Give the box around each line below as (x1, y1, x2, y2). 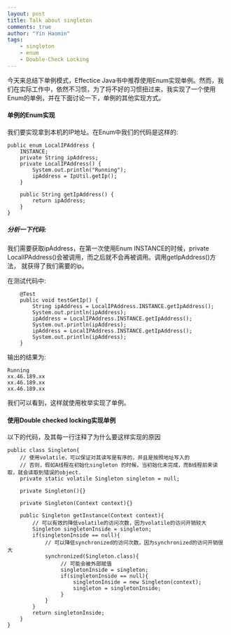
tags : (7, 36, 23, 44)
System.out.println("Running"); (32, 166, 127, 173)
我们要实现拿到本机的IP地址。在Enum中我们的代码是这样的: (7, 128, 178, 136)
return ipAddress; (32, 197, 86, 204)
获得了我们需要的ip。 (27, 261, 88, 270)
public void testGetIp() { (20, 296, 99, 304)
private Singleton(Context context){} (20, 500, 133, 507)
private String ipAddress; (20, 154, 99, 161)
